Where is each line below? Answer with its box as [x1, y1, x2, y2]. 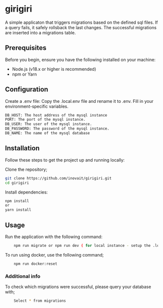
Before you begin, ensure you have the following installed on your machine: [5, 57, 156, 63]
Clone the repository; [5, 166, 48, 172]
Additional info [5, 273, 41, 279]
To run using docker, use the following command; [5, 252, 104, 258]
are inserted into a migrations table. [5, 30, 76, 35]
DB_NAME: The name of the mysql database [5, 131, 90, 136]
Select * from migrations [14, 298, 66, 303]
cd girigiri [5, 180, 29, 185]
